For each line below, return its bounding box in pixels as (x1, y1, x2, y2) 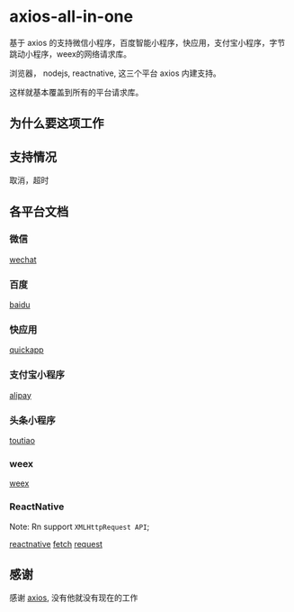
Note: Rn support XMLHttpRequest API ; (9, 521, 150, 532)
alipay (9, 389, 31, 400)
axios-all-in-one (9, 6, 133, 27)
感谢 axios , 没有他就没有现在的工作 (9, 592, 138, 603)
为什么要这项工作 (9, 115, 104, 132)
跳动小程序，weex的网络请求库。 (9, 48, 132, 59)
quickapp (9, 344, 44, 355)
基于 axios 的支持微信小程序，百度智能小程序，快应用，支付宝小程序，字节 (9, 37, 286, 48)
